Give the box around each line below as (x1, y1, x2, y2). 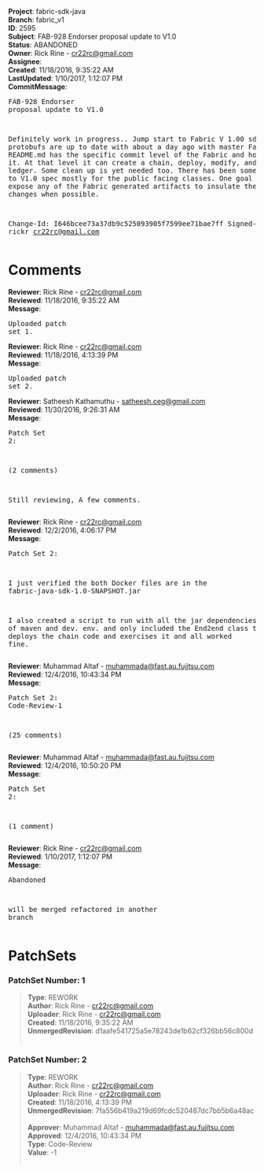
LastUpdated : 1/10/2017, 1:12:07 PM (8, 74, 123, 83)
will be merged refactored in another (8, 905, 158, 914)
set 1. (8, 327, 34, 336)
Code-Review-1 (8, 701, 63, 710)
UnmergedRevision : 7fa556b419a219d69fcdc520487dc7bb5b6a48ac (27, 1106, 255, 1115)
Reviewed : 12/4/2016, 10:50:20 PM (8, 760, 122, 770)
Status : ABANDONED (8, 40, 79, 50)
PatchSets (8, 947, 77, 965)
